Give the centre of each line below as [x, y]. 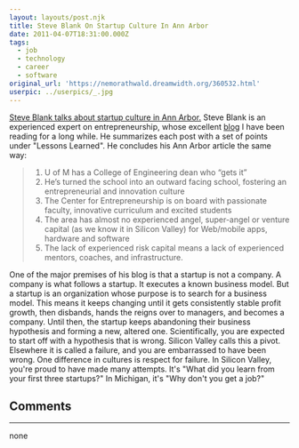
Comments [40, 406]
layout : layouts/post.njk [57, 17]
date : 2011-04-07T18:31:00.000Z [69, 34]
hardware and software [87, 238]
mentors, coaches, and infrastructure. [114, 257]
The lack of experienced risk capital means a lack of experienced [164, 248]
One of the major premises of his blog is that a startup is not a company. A [145, 274]
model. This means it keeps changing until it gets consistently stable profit [145, 302]
